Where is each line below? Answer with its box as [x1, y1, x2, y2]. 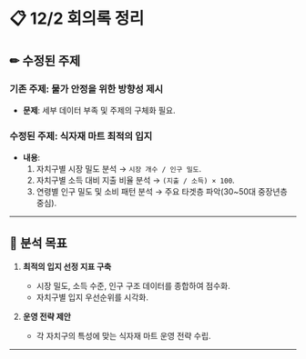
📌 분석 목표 [9, 235, 68, 251]
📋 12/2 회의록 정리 [9, 8, 145, 29]
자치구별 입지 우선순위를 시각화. [36, 292, 148, 303]
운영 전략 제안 [22, 311, 71, 322]
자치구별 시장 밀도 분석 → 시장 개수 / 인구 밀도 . [36, 164, 202, 175]
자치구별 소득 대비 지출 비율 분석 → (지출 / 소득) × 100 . [36, 175, 235, 186]
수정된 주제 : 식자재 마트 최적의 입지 [9, 129, 153, 142]
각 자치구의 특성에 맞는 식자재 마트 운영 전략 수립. [36, 330, 211, 341]
